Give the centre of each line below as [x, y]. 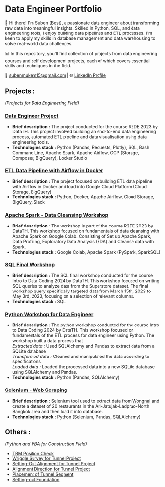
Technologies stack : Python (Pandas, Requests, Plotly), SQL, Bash [81, 147]
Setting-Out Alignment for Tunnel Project [53, 464]
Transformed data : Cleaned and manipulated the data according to [81, 357]
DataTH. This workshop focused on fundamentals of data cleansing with [85, 231]
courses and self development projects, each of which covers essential [77, 61]
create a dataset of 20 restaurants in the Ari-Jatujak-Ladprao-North [81, 406]
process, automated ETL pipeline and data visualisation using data [79, 137]
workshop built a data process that [48, 341]
